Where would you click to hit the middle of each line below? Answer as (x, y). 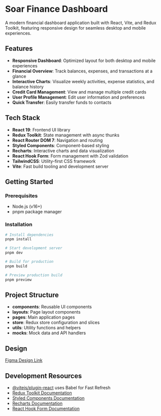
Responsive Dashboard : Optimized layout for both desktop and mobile (84, 61)
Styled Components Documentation (48, 398)
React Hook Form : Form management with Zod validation (70, 156)
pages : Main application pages (43, 317)
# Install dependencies (29, 235)
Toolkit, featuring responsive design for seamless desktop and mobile (76, 28)
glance (19, 76)
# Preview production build (34, 275)
